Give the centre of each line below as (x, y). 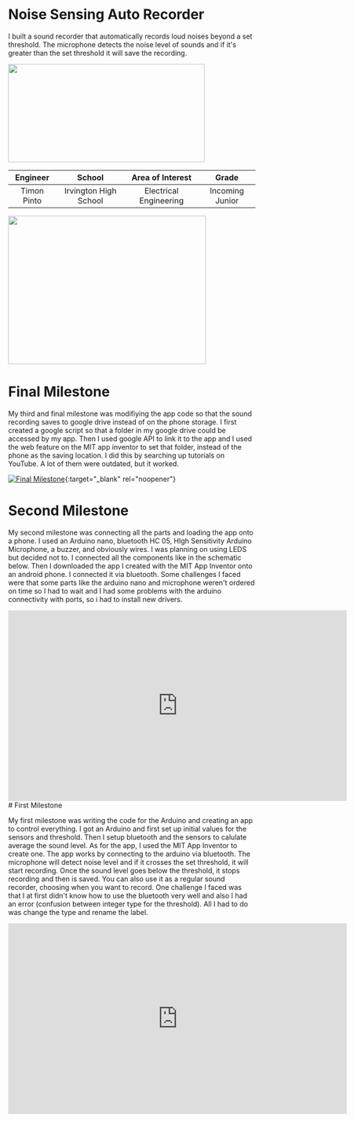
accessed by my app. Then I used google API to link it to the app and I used (130, 439)
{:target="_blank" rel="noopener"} (120, 479)
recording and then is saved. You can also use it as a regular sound (117, 879)
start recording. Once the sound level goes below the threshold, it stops (124, 870)
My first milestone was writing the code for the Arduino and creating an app (131, 820)
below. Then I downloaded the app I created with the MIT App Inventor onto (130, 566)
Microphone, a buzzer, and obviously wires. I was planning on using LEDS (128, 549)
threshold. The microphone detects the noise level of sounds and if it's (122, 44)
